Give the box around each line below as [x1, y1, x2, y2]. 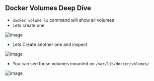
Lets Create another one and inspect [12, 41, 88, 47]
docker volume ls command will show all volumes [12, 17, 114, 23]
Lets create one [12, 22, 45, 28]
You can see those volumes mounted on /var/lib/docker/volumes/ [12, 60, 150, 66]
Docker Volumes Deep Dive [5, 4, 91, 12]
